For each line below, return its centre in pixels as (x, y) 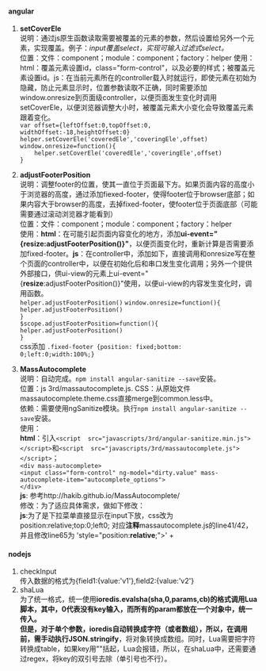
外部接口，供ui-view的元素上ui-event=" (84, 274)
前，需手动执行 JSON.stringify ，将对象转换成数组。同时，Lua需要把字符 (137, 639)
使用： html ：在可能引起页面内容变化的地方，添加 (100, 234)
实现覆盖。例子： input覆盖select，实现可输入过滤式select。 (131, 48)
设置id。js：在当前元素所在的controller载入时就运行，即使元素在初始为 (142, 78)
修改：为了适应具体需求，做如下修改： (82, 506)
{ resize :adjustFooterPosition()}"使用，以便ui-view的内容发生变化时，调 (136, 284)
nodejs (20, 554)
